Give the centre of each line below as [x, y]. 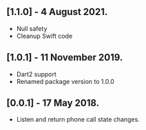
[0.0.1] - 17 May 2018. [53, 103]
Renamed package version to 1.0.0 [65, 81]
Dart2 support [36, 74]
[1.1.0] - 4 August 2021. [57, 12]
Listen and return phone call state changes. [78, 120]
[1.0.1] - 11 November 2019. [65, 57]
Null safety [32, 28]
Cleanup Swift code [44, 36]
